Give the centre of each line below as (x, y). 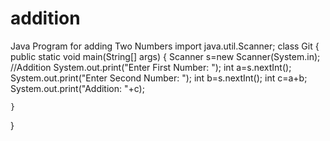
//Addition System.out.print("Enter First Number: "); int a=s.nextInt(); (151, 67)
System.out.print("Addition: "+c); (77, 88)
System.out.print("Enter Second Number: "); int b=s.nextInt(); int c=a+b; (159, 78)
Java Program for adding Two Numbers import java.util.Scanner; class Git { (165, 46)
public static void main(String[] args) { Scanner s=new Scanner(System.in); (165, 56)
